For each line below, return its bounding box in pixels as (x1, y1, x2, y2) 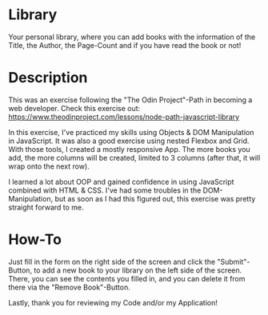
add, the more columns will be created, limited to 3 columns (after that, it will (8, 153, 261, 162)
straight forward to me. (8, 202, 84, 212)
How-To (8, 230, 62, 249)
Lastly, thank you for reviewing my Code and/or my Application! (8, 297, 218, 307)
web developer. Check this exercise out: (8, 103, 141, 113)
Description (8, 69, 88, 87)
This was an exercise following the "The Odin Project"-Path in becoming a (8, 94, 253, 105)
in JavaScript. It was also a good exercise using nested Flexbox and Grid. (8, 136, 250, 146)
